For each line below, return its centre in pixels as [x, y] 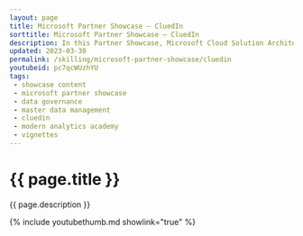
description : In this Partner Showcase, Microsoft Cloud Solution [137, 43]
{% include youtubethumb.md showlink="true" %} [103, 222]
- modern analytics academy [66, 127]
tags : [19, 77]
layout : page [34, 18]
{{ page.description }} [50, 204]
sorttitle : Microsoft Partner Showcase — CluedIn [105, 34]
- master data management [62, 110]
